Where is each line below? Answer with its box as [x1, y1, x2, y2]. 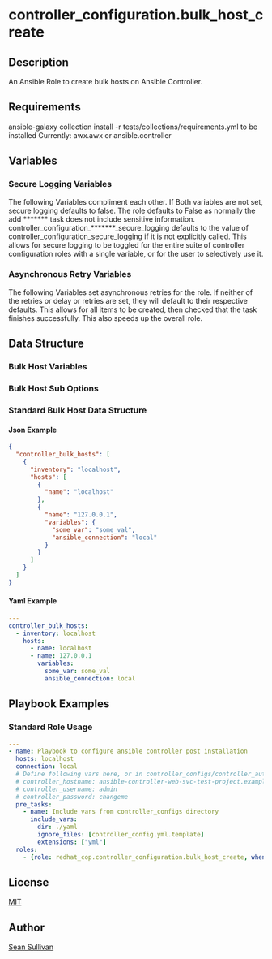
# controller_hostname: [15, 777, 96, 785]
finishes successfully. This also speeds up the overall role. [8, 313, 203, 322]
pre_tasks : [15, 800, 53, 809]
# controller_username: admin [15, 785, 117, 793]
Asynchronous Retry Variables [8, 269, 132, 280]
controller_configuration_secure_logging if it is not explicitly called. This [8, 231, 247, 241]
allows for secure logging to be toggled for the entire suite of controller [8, 240, 245, 249]
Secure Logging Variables [8, 179, 112, 190]
